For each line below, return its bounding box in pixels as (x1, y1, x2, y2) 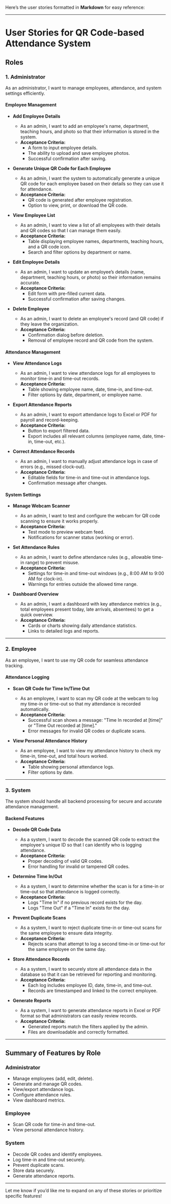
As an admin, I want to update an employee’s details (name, (20, 269, 145, 275)
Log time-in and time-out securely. (12, 1156, 85, 1163)
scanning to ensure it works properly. (20, 518, 99, 524)
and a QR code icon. (27, 244, 71, 250)
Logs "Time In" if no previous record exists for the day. (27, 899, 143, 906)
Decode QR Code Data (12, 827, 61, 833)
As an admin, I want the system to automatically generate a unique (20, 175, 160, 181)
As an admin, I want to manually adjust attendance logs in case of (20, 458, 158, 464)
